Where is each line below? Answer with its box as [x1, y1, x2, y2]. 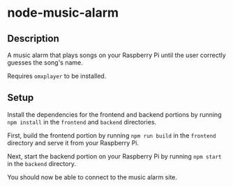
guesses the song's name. [7, 58, 84, 67]
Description [7, 33, 59, 44]
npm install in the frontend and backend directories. [7, 117, 157, 126]
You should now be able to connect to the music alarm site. [7, 172, 178, 181]
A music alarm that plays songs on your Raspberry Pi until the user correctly [7, 51, 227, 59]
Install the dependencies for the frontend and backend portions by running [7, 110, 222, 119]
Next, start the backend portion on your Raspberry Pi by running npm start [7, 152, 222, 161]
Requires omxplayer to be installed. [7, 72, 107, 80]
